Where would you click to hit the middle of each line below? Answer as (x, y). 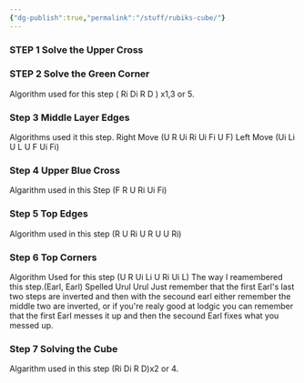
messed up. (31, 326)
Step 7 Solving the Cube (64, 348)
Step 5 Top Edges (49, 214)
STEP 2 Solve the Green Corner (80, 74)
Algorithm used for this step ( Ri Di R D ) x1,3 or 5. (102, 94)
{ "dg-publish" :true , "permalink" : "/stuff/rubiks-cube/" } (117, 18)
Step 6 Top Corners (53, 257)
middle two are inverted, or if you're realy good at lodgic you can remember (152, 307)
